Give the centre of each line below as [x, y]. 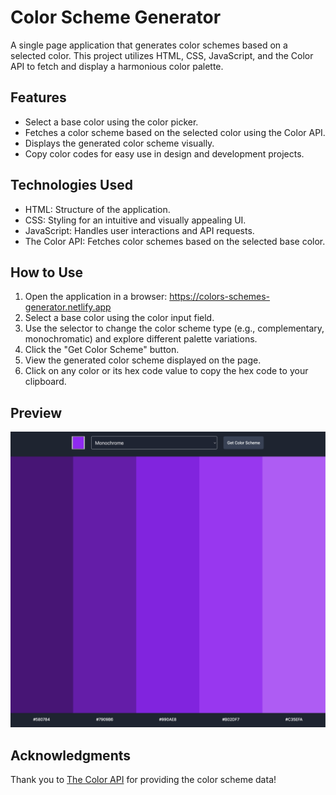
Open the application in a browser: [96, 297]
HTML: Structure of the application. [97, 209]
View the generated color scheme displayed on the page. [143, 360]
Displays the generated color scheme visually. [119, 143]
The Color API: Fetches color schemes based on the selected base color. [175, 241]
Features [38, 97]
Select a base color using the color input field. [119, 318]
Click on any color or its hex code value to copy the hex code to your [166, 371]
